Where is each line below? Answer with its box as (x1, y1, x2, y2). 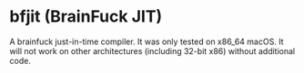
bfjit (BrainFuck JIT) (9, 6, 163, 27)
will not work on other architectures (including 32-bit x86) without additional (9, 45, 296, 56)
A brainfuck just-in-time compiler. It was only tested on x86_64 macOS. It (9, 36, 284, 47)
